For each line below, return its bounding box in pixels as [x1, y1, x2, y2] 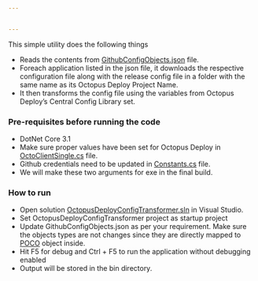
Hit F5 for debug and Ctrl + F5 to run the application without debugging [19, 247, 251, 257]
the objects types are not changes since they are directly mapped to [19, 230, 241, 240]
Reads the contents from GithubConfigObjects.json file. [19, 54, 199, 64]
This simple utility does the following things [8, 39, 149, 49]
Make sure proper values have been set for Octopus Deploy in [19, 142, 222, 152]
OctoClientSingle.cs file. [19, 151, 98, 161]
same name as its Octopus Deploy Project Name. [19, 79, 179, 89]
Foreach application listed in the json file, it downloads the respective [19, 63, 245, 72]
